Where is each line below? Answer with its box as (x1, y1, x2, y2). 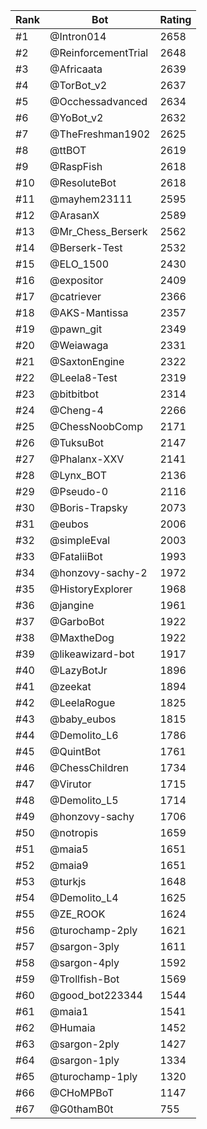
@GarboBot (49, 615, 105, 628)
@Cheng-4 (49, 404, 104, 417)
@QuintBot (49, 745, 101, 758)
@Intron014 (49, 30, 107, 43)
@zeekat (49, 680, 92, 693)
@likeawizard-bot (49, 647, 135, 661)
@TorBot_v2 (49, 79, 108, 92)
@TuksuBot (49, 436, 105, 449)
